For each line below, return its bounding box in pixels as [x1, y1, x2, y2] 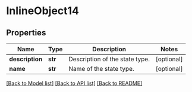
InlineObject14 [6, 4, 79, 18]
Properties [6, 28, 46, 38]
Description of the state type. [68, 55, 150, 63]
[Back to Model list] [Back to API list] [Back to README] [6, 80, 143, 87]
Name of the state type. [68, 65, 135, 73]
